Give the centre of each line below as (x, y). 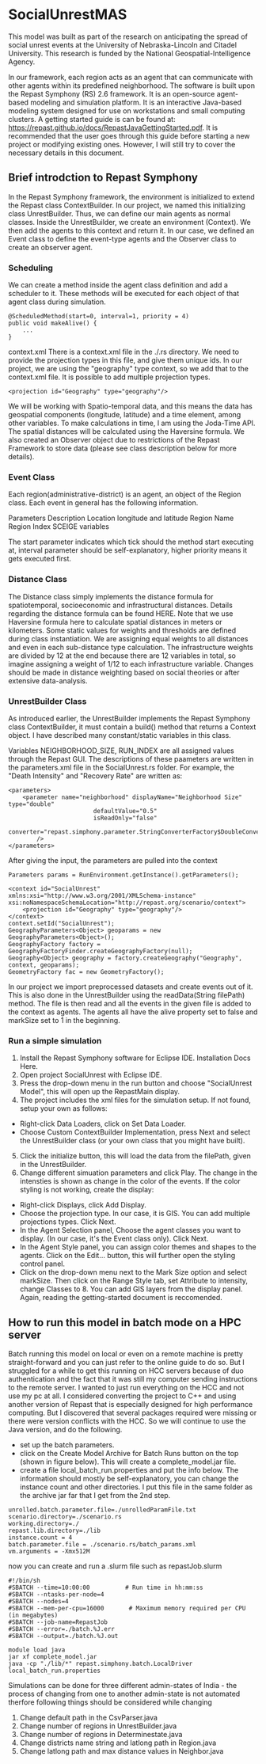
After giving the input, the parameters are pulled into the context (113, 860)
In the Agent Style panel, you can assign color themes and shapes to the (138, 1247)
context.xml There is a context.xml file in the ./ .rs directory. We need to (124, 352)
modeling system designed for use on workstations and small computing (127, 110)
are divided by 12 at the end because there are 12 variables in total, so (122, 656)
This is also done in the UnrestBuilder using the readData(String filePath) (127, 994)
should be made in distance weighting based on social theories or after (124, 672)
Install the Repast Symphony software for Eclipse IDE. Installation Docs (135, 1058)
